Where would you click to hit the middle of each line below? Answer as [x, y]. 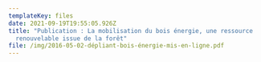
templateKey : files [41, 16]
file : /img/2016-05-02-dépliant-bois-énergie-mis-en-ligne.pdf [116, 46]
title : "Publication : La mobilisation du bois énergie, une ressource [130, 31]
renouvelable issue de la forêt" [71, 38]
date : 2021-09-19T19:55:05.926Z [62, 23]
